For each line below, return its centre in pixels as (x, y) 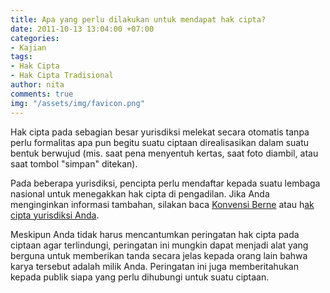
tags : (21, 57)
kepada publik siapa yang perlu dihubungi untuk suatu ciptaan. (140, 277)
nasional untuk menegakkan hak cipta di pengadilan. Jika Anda (140, 193)
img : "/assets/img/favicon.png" (77, 103)
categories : (35, 38)
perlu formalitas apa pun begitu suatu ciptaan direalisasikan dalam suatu (160, 142)
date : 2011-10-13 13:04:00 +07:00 (82, 29)
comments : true (42, 94)
